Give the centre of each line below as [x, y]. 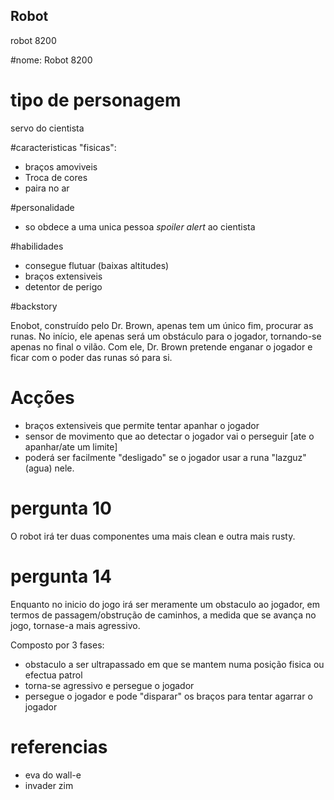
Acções [42, 397]
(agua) [38, 468]
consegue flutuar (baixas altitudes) [97, 265]
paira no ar [47, 188]
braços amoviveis [61, 166]
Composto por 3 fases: [57, 645]
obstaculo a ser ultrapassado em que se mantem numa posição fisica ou [174, 664]
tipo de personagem [96, 100]
